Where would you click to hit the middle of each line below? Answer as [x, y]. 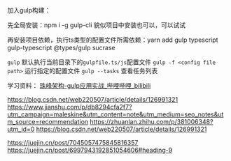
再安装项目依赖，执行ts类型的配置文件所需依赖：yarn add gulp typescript [113, 40]
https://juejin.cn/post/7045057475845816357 [73, 143]
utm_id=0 [21, 129]
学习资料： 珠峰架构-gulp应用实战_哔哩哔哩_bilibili [79, 85]
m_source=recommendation [48, 122]
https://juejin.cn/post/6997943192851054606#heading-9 [90, 150]
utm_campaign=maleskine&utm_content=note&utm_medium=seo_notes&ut [115, 114]
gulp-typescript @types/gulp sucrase [61, 48]
